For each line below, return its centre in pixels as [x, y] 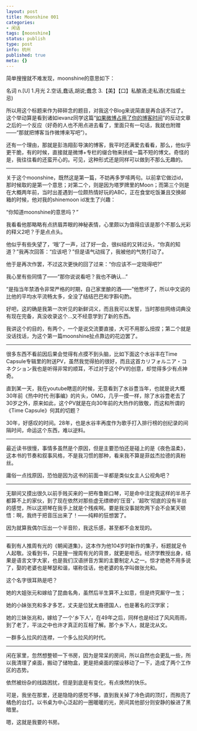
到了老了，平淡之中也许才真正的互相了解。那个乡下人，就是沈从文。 [88, 625]
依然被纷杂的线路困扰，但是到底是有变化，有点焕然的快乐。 [78, 682]
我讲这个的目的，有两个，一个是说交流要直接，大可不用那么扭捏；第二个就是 [98, 329]
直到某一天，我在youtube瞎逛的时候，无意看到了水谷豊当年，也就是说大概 [96, 388]
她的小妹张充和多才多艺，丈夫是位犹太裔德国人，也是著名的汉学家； [88, 605]
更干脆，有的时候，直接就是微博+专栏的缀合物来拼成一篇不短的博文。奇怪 [95, 152]
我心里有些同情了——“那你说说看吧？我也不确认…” [67, 276]
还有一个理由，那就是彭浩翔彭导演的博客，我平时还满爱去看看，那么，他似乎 [98, 145]
